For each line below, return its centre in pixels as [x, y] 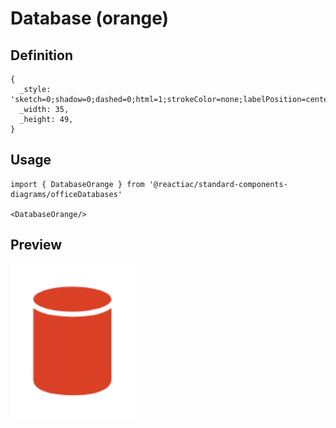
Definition [41, 55]
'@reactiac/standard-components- [218, 184]
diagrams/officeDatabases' [66, 194]
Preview [36, 245]
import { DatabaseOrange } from [77, 184]
